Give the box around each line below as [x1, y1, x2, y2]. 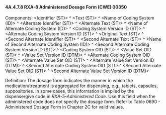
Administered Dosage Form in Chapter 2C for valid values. [5, 104, 124, 110]
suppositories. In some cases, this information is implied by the [5, 88, 134, 94]
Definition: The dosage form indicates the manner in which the [5, 78, 133, 84]
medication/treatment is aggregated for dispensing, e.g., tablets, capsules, [5, 83, 158, 89]
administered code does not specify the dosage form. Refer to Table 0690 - [5, 99, 161, 105]
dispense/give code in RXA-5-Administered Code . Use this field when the [5, 94, 156, 100]
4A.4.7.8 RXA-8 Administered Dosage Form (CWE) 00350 [5, 4, 127, 10]
